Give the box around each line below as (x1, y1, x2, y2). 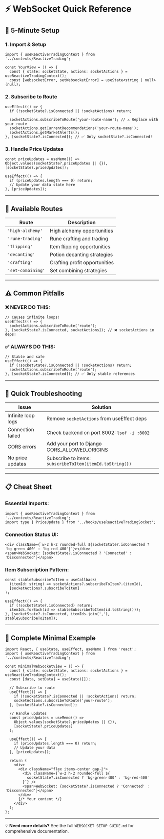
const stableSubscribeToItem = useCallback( (5, 578, 97, 583)
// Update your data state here (9, 183, 76, 187)
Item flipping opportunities (49, 243, 111, 250)
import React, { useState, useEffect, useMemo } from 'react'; (5, 647, 137, 652)
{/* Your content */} (18, 797, 62, 802)
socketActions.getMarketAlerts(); (9, 130, 80, 135)
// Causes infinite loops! (5, 315, 60, 320)
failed (7, 432, 20, 439)
